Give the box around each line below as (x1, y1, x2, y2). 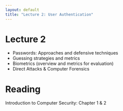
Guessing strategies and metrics (12, 55, 80, 61)
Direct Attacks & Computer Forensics (12, 66, 90, 72)
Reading (5, 83, 41, 95)
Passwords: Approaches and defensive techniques (12, 50, 118, 56)
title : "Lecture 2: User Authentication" (5, 12, 94, 17)
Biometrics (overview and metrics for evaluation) (12, 60, 114, 66)
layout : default (5, 7, 39, 12)
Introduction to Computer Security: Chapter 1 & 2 (5, 100, 107, 106)
